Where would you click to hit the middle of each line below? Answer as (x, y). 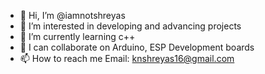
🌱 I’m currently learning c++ (77, 36)
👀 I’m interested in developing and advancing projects (130, 26)
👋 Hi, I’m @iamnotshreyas (72, 15)
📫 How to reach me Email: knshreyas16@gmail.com (127, 58)
